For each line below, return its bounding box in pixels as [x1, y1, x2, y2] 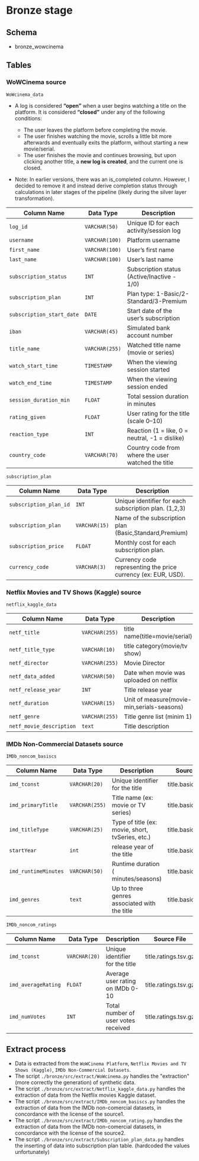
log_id [9, 223, 28, 230]
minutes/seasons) [111, 875, 162, 883]
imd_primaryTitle [9, 802, 58, 809]
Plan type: [127, 289, 155, 298]
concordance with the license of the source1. [14, 1110, 124, 1118]
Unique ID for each [127, 218, 179, 227]
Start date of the [127, 306, 173, 315]
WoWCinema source [6, 78, 66, 86]
